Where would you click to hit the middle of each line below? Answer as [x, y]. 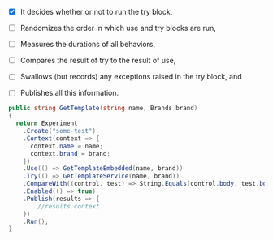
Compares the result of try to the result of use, [98, 61]
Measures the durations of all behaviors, [88, 45]
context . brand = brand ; [70, 153]
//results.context [69, 206]
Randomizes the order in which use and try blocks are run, [118, 28]
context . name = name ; [67, 146]
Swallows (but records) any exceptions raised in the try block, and [131, 77]
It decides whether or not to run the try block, [96, 12]
